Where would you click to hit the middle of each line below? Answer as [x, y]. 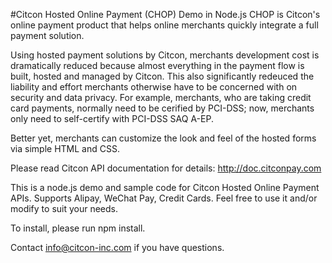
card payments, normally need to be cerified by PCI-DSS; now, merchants [162, 108]
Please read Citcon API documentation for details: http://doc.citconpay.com [166, 168]
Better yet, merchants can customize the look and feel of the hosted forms [163, 138]
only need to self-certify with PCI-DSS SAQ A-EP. [112, 118]
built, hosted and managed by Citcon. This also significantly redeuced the [162, 76]
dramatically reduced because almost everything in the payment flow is [157, 65]
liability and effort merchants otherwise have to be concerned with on [154, 87]
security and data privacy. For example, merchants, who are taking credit [161, 97]
